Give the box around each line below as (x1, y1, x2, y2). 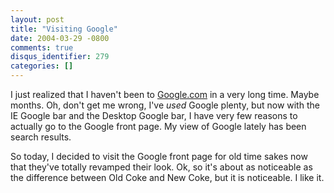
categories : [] (10, 61, 74, 71)
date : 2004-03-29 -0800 (10, 33, 110, 43)
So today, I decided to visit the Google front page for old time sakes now (10, 151, 308, 162)
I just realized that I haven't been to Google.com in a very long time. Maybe (10, 89, 320, 100)
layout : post (10, 14, 65, 25)
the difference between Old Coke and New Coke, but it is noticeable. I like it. (10, 172, 325, 183)
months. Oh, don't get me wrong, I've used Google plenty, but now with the (10, 99, 320, 111)
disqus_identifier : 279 (10, 52, 110, 62)
